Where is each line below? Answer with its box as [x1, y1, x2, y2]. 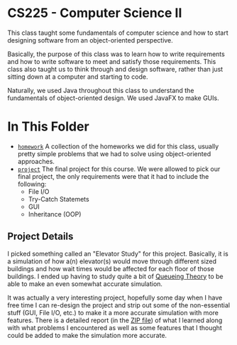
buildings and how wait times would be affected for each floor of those [7, 264, 214, 273]
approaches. [17, 157, 55, 165]
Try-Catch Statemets [28, 195, 90, 203]
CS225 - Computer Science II [7, 5, 182, 21]
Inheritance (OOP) [28, 209, 82, 218]
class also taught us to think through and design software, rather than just [7, 65, 224, 73]
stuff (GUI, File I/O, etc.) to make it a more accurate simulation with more [7, 308, 219, 317]
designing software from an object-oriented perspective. [7, 35, 174, 44]
